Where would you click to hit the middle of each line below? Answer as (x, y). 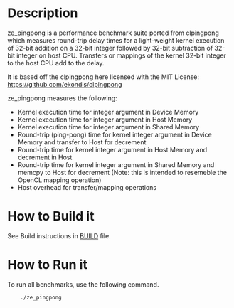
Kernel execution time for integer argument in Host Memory (105, 120)
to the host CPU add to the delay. (56, 63)
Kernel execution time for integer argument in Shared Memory (108, 127)
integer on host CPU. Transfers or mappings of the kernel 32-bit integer (121, 55)
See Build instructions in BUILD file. (59, 235)
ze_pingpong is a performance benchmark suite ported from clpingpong (113, 33)
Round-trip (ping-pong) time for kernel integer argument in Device (115, 134)
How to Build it (51, 217)
